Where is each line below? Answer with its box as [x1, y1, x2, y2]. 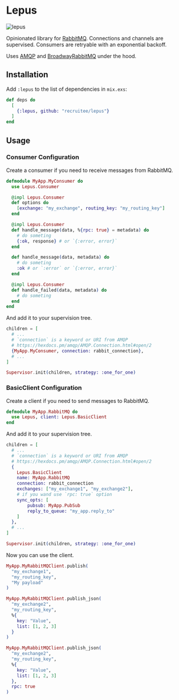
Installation [6, 69, 48, 80]
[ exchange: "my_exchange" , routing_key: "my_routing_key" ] [17, 205, 165, 211]
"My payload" [11, 580, 44, 586]
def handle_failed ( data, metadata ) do [11, 287, 108, 293]
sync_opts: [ [17, 497, 49, 503]
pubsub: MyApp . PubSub [27, 502, 81, 508]
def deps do [6, 97, 35, 103]
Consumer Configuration [6, 153, 80, 161]
